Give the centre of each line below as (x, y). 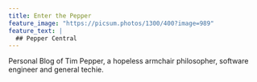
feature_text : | (35, 31)
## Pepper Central (47, 38)
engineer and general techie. (56, 70)
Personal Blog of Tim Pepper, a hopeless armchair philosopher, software (128, 61)
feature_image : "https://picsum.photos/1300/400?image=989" (112, 23)
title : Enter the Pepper (50, 16)
